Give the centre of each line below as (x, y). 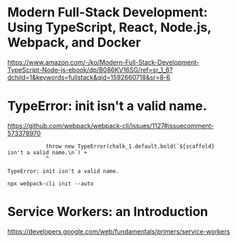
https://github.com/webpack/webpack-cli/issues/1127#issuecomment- (111, 126)
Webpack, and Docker (74, 43)
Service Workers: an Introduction (108, 212)
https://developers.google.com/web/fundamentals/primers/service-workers (119, 231)
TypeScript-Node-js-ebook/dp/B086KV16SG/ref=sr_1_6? (90, 70)
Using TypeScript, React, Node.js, (109, 27)
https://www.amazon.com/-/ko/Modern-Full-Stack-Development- (103, 62)
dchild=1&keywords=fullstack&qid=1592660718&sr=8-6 (89, 77)
